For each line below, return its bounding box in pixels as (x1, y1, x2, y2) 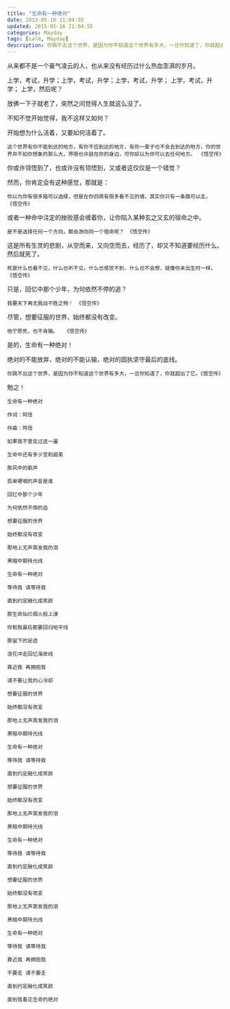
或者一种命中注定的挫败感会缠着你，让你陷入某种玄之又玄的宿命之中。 (7, 213, 205, 222)
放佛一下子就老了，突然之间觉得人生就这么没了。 (7, 99, 145, 107)
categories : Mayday (7, 29, 63, 36)
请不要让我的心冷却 (7, 677, 53, 684)
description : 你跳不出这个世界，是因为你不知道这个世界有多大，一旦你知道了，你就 (7, 42, 216, 49)
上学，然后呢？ (20, 85, 63, 93)
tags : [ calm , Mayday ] (7, 36, 69, 43)
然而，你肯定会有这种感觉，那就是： (7, 178, 110, 186)
